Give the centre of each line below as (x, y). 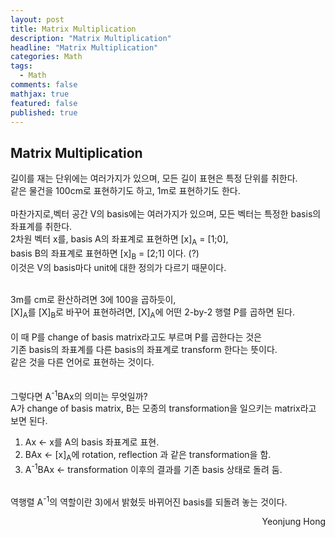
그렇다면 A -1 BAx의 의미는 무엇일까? (79, 395)
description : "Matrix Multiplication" (91, 38)
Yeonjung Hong (293, 522)
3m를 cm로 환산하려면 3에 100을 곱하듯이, (93, 299)
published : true (44, 112)
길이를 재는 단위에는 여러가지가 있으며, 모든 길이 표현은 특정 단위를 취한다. (154, 178)
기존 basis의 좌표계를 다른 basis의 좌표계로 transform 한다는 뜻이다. (144, 349)
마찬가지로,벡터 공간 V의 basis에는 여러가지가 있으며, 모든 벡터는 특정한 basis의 (166, 214)
